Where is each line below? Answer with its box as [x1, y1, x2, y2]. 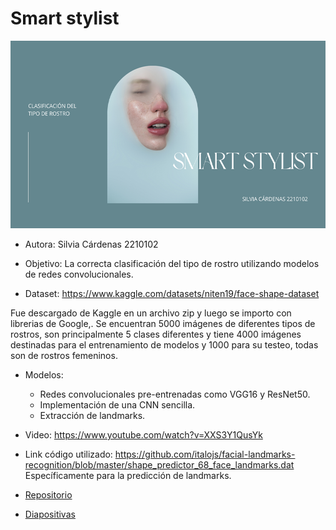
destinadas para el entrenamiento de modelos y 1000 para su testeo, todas [10, 338, 319, 351]
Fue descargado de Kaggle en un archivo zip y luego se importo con [10, 307, 292, 319]
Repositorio [24, 488, 73, 501]
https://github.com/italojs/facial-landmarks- [114, 448, 296, 460]
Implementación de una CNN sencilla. [39, 398, 196, 411]
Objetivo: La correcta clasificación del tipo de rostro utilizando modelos [24, 257, 320, 269]
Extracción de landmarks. [39, 409, 146, 421]
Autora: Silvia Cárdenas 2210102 [24, 238, 159, 250]
